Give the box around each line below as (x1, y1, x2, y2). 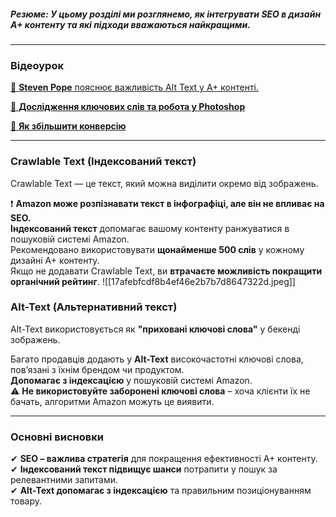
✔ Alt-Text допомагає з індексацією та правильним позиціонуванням (10, 485, 312, 497)
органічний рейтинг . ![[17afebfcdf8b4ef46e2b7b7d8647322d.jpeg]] (10, 275, 296, 287)
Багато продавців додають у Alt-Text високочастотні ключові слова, (10, 353, 304, 365)
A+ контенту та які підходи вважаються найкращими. (10, 18, 251, 30)
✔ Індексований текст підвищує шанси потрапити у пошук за (10, 463, 278, 475)
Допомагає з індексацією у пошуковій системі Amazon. (10, 374, 253, 386)
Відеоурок (10, 58, 64, 72)
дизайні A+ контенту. (10, 254, 100, 266)
